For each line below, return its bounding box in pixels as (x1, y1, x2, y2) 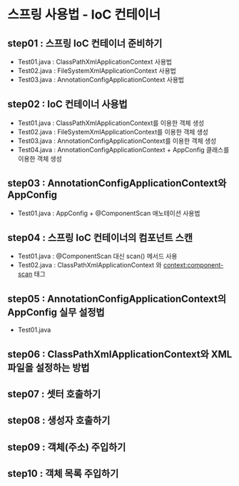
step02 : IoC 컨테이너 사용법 (7, 98, 128, 111)
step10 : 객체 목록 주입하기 (7, 467, 119, 480)
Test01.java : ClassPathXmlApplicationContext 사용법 (17, 58, 173, 66)
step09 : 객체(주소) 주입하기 (7, 441, 126, 453)
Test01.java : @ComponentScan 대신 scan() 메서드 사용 (17, 252, 178, 261)
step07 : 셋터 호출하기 (7, 388, 101, 400)
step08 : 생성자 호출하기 (7, 415, 111, 427)
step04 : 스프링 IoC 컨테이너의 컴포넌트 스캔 (7, 232, 193, 244)
